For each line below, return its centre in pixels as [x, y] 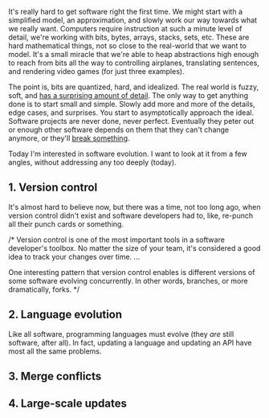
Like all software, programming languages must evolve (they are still [121, 334]
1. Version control [53, 188]
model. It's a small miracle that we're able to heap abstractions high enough [134, 54]
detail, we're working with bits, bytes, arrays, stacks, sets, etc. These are [129, 37]
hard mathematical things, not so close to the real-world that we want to [128, 46]
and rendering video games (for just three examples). [96, 71]
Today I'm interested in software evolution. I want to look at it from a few [128, 154]
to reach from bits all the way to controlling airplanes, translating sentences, [134, 63]
